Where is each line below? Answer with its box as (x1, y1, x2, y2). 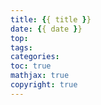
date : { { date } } (10, 24, 83, 34)
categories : (10, 52, 60, 62)
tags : (10, 42, 33, 53)
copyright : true (10, 80, 78, 90)
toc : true (10, 61, 52, 71)
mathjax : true (10, 71, 70, 81)
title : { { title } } (10, 14, 92, 25)
